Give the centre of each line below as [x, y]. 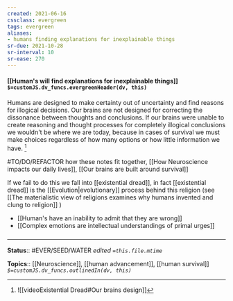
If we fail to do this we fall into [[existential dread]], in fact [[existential [107, 182]
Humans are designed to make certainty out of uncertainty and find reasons [115, 102]
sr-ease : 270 [26, 59]
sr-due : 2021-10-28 [35, 46]
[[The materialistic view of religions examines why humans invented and [110, 197]
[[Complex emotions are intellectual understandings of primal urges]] [116, 225]
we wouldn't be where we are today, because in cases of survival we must [114, 132]
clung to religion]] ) [35, 204]
